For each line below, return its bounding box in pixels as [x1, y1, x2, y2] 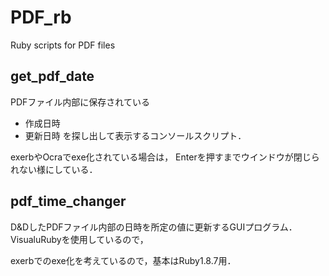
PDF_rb [10, 6, 72, 29]
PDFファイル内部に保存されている [10, 96, 150, 108]
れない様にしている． [10, 163, 98, 175]
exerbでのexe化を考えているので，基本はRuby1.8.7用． [10, 254, 237, 266]
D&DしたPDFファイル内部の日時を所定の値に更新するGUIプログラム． [10, 221, 298, 233]
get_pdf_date [10, 68, 95, 85]
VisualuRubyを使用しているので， [10, 233, 149, 245]
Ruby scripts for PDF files [10, 39, 116, 51]
